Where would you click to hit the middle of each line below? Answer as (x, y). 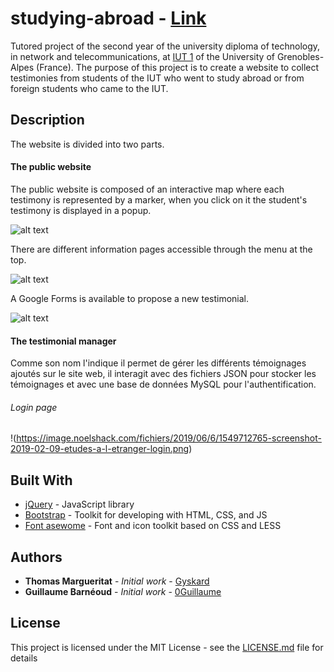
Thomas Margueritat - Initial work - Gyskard (117, 581)
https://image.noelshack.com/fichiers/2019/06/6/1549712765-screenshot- (169, 438)
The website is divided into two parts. (87, 144)
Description (47, 120)
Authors (36, 557)
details (24, 658)
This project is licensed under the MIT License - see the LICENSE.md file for (167, 647)
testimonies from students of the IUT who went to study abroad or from (157, 78)
